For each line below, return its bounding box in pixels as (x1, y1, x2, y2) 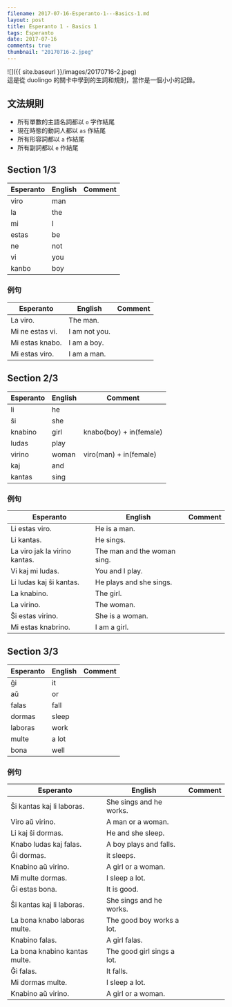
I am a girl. (95, 622, 129, 632)
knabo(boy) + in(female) (83, 427, 163, 437)
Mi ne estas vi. (10, 326, 57, 336)
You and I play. (95, 566, 143, 575)
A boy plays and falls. (106, 840, 176, 850)
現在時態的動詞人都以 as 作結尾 (17, 126, 106, 135)
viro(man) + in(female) (83, 450, 157, 459)
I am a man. (68, 349, 106, 358)
